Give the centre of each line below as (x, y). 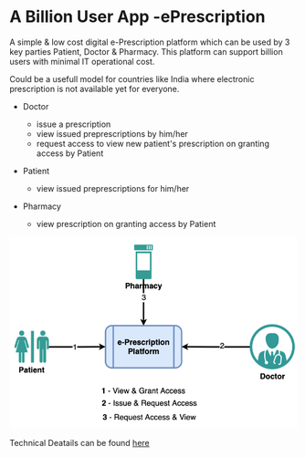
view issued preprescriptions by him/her (112, 133)
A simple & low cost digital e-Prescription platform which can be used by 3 (150, 42)
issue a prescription (74, 124)
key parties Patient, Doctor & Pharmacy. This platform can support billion (146, 51)
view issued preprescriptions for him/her (113, 188)
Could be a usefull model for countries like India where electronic (132, 78)
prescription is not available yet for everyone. (95, 88)
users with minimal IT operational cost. (82, 61)
